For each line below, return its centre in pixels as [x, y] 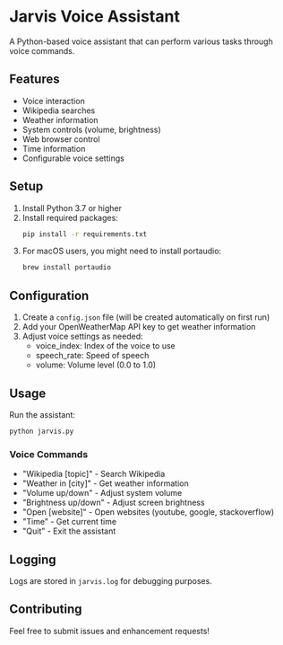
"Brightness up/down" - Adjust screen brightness [113, 503]
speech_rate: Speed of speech [92, 356]
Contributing [46, 610]
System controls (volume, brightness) [91, 129]
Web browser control [61, 139]
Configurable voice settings [73, 158]
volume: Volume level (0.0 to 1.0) [96, 365]
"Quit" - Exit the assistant [69, 531]
